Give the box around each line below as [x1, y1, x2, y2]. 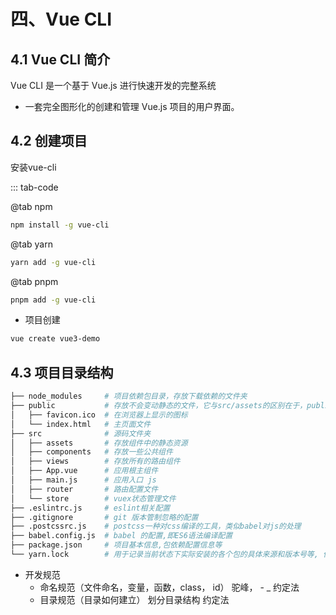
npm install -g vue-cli [10, 220, 110, 230]
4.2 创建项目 [10, 133, 88, 150]
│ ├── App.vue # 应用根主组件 [10, 466, 159, 476]
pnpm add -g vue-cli [10, 295, 97, 305]
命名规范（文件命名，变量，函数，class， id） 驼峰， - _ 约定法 [39, 581, 300, 593]
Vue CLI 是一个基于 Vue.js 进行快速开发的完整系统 [10, 80, 217, 91]
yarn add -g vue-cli [10, 257, 97, 267]
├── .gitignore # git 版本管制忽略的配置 [10, 512, 199, 522]
